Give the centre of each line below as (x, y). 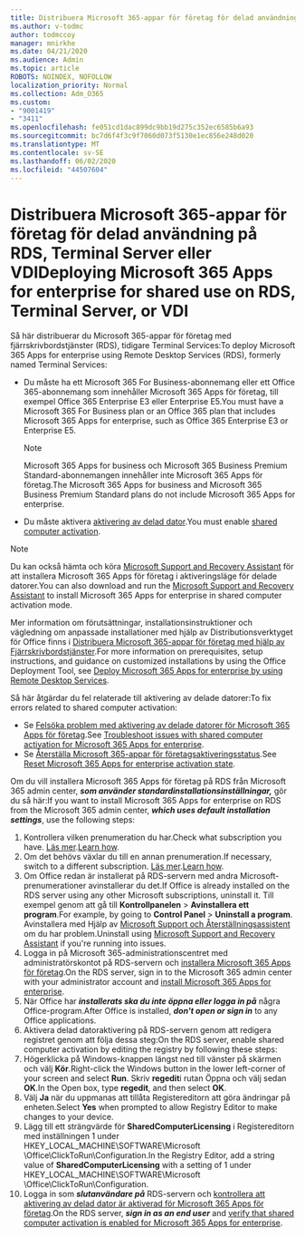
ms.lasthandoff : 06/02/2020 (63, 161)
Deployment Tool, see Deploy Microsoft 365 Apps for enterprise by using (147, 671)
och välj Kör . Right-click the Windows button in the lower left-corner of (154, 1069)
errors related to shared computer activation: (94, 707)
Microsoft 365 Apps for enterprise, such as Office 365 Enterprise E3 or (156, 421)
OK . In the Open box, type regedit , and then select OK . (125, 1088)
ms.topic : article (45, 69)
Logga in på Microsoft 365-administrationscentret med (126, 953)
